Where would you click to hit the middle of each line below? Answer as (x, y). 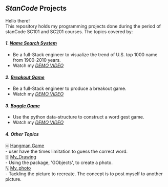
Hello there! (17, 20)
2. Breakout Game (25, 77)
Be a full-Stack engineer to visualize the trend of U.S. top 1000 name (85, 55)
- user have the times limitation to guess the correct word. (67, 151)
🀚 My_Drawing (21, 157)
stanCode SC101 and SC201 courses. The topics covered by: (69, 31)
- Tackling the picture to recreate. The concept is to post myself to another (84, 174)
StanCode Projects (36, 8)
